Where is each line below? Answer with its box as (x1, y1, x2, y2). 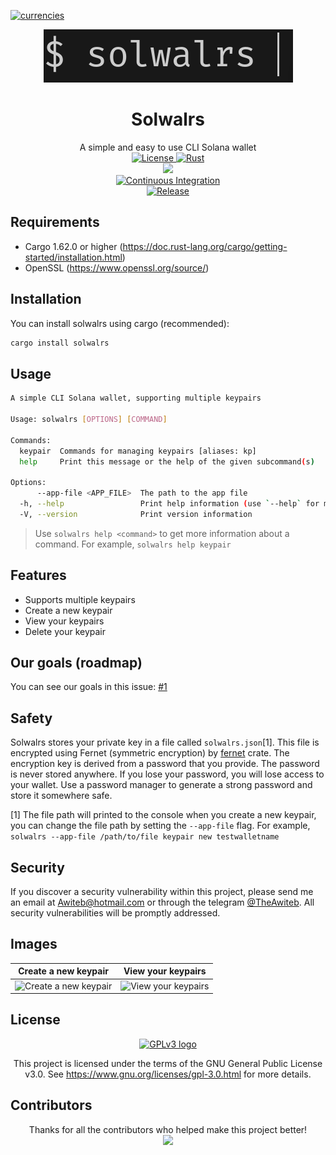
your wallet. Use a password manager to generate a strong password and (10, 779, 313, 791)
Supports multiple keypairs (24, 593, 136, 605)
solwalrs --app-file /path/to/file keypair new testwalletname (10, 832, 280, 842)
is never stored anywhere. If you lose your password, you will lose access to (10, 768, 325, 780)
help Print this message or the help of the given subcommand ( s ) (19, 456, 315, 467)
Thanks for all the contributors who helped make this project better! (28, 1123, 308, 1135)
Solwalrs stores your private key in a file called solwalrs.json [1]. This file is (10, 736, 320, 749)
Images (10, 936, 58, 953)
